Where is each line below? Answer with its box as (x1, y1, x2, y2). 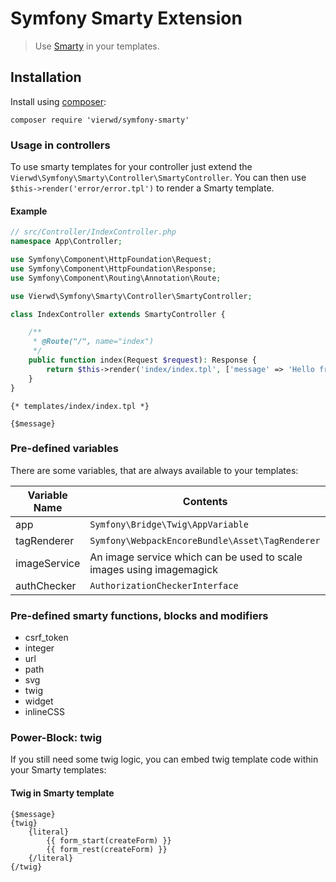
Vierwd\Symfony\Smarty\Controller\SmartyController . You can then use (10, 172, 307, 184)
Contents (182, 494, 228, 508)
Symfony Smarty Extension (10, 7, 243, 30)
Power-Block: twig (10, 731, 103, 745)
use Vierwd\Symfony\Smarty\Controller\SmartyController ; (10, 291, 253, 301)
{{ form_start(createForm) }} (46, 835, 172, 846)
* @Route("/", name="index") (32, 337, 155, 347)
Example (10, 205, 48, 217)
